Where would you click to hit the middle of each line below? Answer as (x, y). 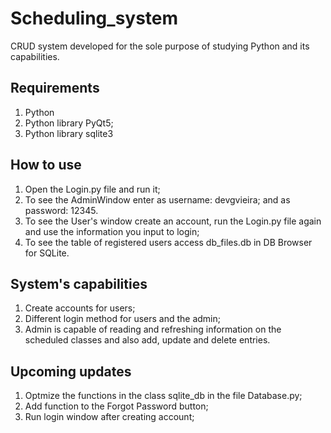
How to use (46, 165)
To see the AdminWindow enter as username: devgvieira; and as (157, 199)
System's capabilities (79, 283)
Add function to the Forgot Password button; (116, 406)
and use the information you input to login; (112, 231)
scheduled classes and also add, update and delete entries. (147, 340)
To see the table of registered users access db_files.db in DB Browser (168, 242)
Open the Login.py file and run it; (92, 189)
